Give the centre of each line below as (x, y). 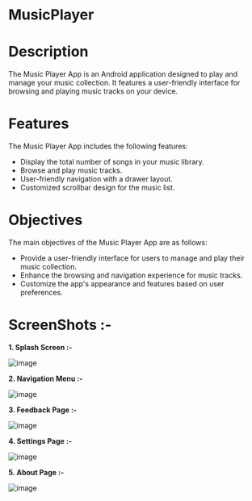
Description (48, 52)
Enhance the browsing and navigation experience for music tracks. (131, 275)
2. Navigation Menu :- (46, 378)
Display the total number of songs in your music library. (112, 162)
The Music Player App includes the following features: (98, 146)
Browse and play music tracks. (71, 170)
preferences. (41, 292)
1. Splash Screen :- (40, 347)
